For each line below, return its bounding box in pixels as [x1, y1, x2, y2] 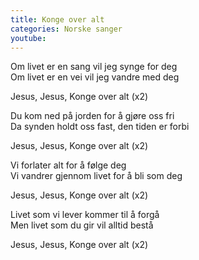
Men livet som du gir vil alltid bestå [10, 219, 154, 231]
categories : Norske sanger [10, 24, 123, 34]
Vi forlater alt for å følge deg [10, 159, 127, 171]
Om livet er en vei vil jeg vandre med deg [10, 71, 180, 83]
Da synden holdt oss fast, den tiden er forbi [10, 121, 190, 133]
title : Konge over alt [10, 14, 105, 25]
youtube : [10, 33, 47, 43]
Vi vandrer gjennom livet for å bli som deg [10, 170, 183, 182]
